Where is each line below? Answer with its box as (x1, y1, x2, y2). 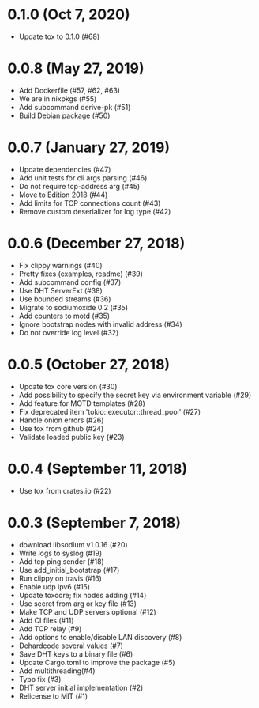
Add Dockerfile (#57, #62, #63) (18, 85, 120, 95)
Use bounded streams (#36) (18, 294, 111, 304)
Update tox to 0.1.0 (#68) (18, 32, 100, 41)
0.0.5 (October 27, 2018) (7, 355, 171, 373)
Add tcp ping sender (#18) (18, 556, 104, 566)
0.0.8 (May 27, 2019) (7, 59, 145, 78)
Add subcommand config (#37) (18, 277, 122, 286)
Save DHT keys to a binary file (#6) (18, 649, 133, 658)
